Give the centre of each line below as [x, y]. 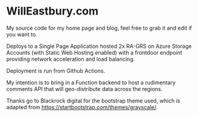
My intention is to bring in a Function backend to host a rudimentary [91, 82]
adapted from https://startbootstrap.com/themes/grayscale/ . [82, 107]
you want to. [22, 34]
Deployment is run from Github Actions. [56, 70]
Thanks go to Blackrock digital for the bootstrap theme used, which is [93, 101]
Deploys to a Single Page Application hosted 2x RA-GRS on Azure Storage [99, 46]
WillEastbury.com [53, 11]
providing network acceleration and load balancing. [71, 59]
